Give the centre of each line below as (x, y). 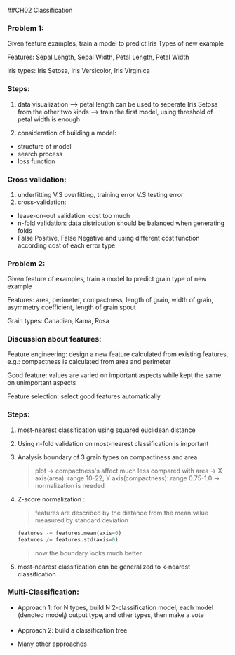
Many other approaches (52, 644)
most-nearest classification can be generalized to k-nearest (104, 567)
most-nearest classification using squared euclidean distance (106, 430)
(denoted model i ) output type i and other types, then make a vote (111, 615)
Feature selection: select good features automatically (84, 396)
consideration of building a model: (67, 133)
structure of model (44, 146)
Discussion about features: (54, 339)
